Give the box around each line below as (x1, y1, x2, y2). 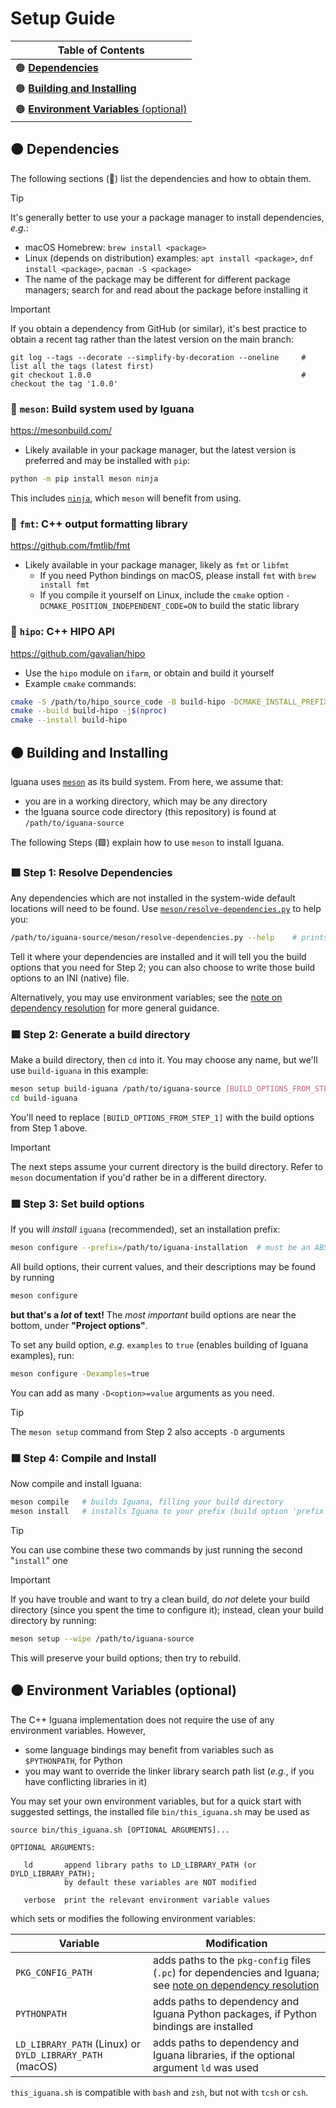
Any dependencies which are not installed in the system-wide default (10, 892, 296, 904)
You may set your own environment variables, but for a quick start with (10, 1795, 302, 1807)
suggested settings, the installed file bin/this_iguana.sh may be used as (10, 1805, 310, 1817)
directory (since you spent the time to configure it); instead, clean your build (10, 1604, 324, 1616)
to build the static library (199, 600, 300, 612)
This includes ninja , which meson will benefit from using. (10, 492, 242, 504)
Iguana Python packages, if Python (152, 2007, 317, 2021)
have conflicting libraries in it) (24, 1775, 148, 1787)
